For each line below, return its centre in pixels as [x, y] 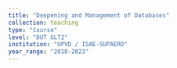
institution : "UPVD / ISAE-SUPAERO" [68, 45]
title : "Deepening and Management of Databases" [89, 15]
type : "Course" [33, 30]
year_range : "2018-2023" [49, 52]
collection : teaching [43, 23]
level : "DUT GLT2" [38, 37]
